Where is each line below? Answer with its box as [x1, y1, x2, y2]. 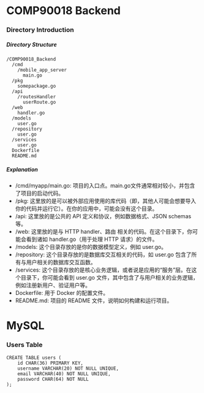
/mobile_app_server [17, 67, 67, 74]
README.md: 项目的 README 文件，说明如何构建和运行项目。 [15, 297, 173, 304]
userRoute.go [22, 99, 56, 105]
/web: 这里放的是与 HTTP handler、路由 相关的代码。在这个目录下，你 [15, 228, 193, 235]
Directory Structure [6, 40, 57, 48]
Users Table [6, 341, 43, 349]
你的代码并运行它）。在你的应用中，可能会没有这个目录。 [15, 205, 158, 212]
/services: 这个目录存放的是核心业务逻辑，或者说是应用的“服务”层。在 [15, 266, 192, 273]
